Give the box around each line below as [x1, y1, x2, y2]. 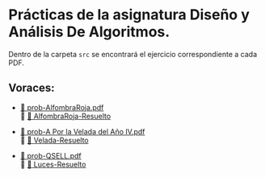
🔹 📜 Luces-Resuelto [19, 159, 86, 169]
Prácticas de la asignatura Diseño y [8, 6, 250, 24]
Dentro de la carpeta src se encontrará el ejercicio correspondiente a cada [8, 49, 258, 59]
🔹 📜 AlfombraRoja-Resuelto [19, 111, 111, 121]
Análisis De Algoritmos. [8, 23, 170, 41]
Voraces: [8, 81, 55, 95]
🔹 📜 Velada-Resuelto [19, 135, 89, 145]
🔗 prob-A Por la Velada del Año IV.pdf [19, 126, 145, 136]
